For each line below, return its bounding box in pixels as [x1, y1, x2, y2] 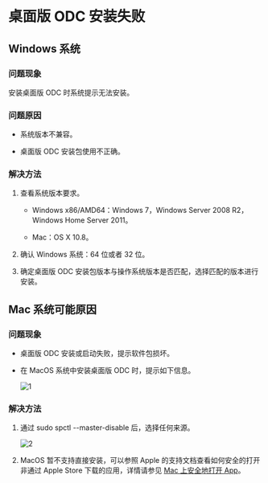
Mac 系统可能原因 [8, 302, 97, 316]
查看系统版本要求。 [19, 188, 85, 198]
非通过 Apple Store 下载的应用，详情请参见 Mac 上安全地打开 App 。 [19, 465, 245, 475]
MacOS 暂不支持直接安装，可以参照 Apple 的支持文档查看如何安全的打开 [19, 456, 261, 465]
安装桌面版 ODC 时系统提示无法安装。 [8, 88, 134, 97]
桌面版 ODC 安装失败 [8, 7, 146, 26]
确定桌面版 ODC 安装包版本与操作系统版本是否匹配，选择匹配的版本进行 [19, 267, 259, 276]
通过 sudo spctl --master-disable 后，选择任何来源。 [19, 423, 195, 432]
